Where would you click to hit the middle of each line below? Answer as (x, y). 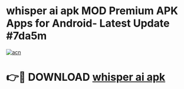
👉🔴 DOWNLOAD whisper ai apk (86, 77)
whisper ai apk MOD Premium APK (92, 11)
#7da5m (27, 36)
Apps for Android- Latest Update (88, 23)
